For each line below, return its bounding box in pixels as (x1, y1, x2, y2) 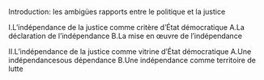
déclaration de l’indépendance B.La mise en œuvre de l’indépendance (8, 32, 243, 40)
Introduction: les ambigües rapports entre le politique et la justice (8, 7, 226, 16)
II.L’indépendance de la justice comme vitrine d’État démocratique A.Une (8, 47, 252, 56)
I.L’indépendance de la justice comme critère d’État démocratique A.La (8, 23, 245, 32)
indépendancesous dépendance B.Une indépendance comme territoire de (8, 56, 257, 65)
